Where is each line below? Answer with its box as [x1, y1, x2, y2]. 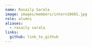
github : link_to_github [9, 35, 58, 40]
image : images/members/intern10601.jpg [5, 12, 88, 17]
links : [5, 30, 19, 35]
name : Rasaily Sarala [5, 7, 50, 12]
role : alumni [5, 16, 32, 21]
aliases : [5, 21, 23, 26]
